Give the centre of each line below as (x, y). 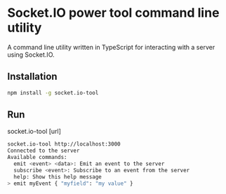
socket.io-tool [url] (34, 132)
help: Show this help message (58, 176)
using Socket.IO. (31, 55)
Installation (32, 77)
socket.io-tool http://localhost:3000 (64, 144)
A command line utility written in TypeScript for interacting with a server (111, 47)
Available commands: (38, 158)
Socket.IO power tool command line (113, 13)
